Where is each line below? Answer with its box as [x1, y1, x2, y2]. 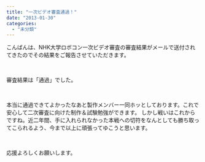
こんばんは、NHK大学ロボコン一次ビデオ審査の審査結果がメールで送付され [6, 44, 196, 51]
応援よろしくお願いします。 [6, 149, 76, 156]
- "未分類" [12, 26, 37, 33]
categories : [6, 20, 37, 26]
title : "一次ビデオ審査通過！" [6, 9, 77, 15]
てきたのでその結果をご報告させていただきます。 [6, 52, 130, 59]
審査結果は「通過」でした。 [6, 76, 77, 83]
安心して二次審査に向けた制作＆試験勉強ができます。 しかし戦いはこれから [6, 109, 196, 117]
